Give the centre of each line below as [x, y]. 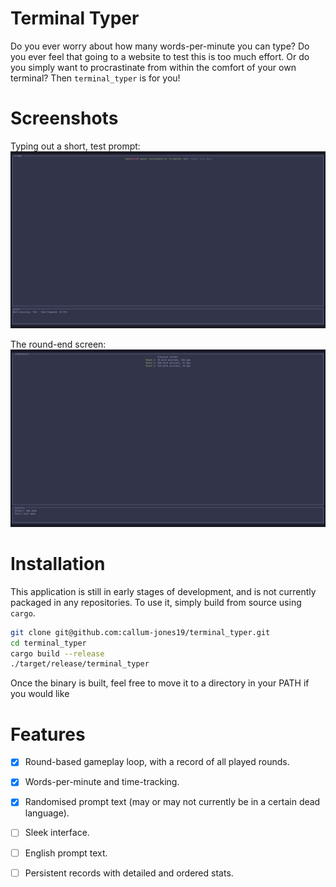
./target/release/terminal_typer [80, 664]
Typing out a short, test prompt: [75, 146]
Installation [58, 564]
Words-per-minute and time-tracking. [102, 782]
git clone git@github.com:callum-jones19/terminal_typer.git [140, 632]
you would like [40, 694]
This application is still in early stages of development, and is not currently [163, 591]
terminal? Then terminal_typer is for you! [95, 78]
